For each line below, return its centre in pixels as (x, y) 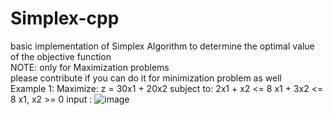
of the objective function (61, 56)
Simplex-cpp (65, 18)
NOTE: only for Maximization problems (90, 67)
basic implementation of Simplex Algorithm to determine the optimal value (162, 46)
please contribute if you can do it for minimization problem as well (146, 78)
